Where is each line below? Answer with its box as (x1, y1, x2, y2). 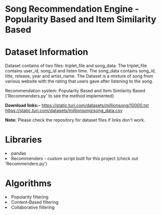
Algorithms (5, 178, 52, 189)
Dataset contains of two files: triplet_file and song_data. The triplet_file (5, 63, 147, 69)
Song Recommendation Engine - (5, 3, 139, 15)
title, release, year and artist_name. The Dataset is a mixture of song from (5, 73, 153, 79)
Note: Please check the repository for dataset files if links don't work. (5, 117, 145, 123)
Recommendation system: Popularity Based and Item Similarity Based (5, 88, 146, 94)
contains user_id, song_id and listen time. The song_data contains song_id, (5, 68, 156, 74)
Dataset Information (5, 46, 89, 58)
